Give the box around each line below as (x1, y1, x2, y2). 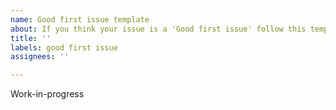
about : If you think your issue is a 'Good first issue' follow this (10, 24, 307, 34)
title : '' (10, 33, 52, 43)
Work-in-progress (10, 88, 85, 100)
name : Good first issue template (10, 14, 150, 25)
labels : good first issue (10, 42, 118, 53)
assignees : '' (10, 52, 70, 62)
